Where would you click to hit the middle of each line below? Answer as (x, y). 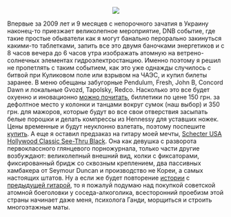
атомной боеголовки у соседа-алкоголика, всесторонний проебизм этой (115, 192)
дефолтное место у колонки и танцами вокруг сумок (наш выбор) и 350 (114, 104)
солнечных (23, 60)
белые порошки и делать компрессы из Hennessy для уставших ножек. (113, 119)
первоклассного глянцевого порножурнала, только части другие (103, 148)
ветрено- (191, 53)
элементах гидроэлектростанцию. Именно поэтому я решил (131, 60)
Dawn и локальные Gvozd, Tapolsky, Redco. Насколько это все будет (109, 89)
